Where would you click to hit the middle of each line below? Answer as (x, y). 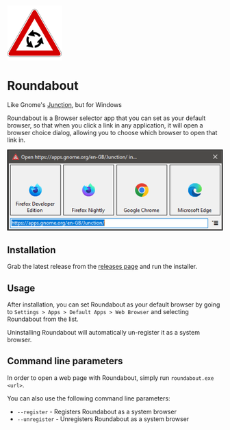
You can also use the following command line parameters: (89, 398)
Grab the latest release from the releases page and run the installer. (102, 267)
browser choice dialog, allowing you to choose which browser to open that (112, 132)
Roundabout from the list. (43, 319)
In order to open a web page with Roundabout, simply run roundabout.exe (111, 378)
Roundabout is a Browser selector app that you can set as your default (106, 118)
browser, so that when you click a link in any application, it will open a (105, 125)
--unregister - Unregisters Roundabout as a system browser (103, 419)
